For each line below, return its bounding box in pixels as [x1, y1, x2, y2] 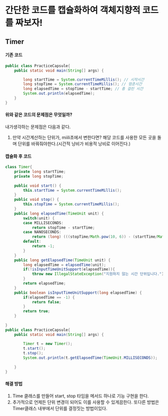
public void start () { [14, 183, 61, 188]
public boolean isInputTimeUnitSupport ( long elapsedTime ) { [14, 290, 142, 295]
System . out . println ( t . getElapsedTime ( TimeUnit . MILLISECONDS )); [23, 355, 157, 360]
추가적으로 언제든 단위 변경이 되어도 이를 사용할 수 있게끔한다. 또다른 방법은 [12, 399, 159, 405]
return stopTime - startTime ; [31, 225, 95, 230]
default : [23, 239, 41, 244]
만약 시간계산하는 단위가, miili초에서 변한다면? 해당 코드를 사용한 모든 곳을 [12, 134, 156, 140]
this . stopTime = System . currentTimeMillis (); [23, 202, 120, 207]
